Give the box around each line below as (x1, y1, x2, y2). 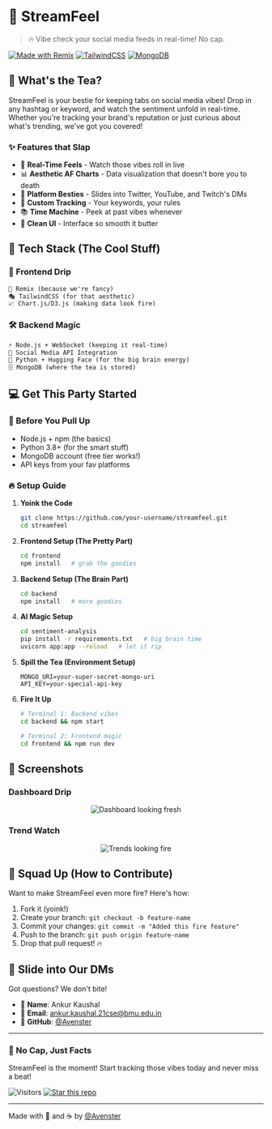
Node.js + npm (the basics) (19, 434, 112, 443)
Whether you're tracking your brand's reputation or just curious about (8, 113, 241, 122)
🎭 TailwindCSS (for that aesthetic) (8, 292, 135, 301)
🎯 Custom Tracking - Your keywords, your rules (19, 198, 181, 207)
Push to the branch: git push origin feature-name (19, 930, 190, 939)
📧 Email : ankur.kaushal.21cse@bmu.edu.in (19, 1008, 162, 1018)
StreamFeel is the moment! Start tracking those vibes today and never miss (8, 1063, 259, 1073)
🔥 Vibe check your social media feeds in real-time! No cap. (28, 34, 225, 44)
